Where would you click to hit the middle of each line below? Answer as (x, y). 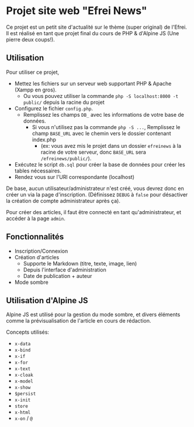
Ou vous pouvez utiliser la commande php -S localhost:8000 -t (101, 96)
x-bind (22, 350)
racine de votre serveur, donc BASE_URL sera (93, 152)
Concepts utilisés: (28, 332)
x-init (22, 400)
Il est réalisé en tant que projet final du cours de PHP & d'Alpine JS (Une (93, 33)
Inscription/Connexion (41, 251)
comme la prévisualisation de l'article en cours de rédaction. (79, 321)
